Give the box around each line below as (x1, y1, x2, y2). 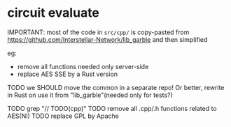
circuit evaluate (7, 5, 100, 21)
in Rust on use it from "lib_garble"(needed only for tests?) (7, 91, 173, 99)
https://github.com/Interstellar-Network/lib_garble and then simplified (7, 35, 208, 43)
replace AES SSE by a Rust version (17, 70, 118, 78)
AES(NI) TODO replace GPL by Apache (7, 112, 119, 120)
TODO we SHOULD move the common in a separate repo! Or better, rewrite (7, 83, 225, 91)
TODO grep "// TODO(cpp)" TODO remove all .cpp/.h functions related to (7, 104, 217, 112)
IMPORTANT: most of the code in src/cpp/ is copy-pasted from (7, 28, 190, 36)
